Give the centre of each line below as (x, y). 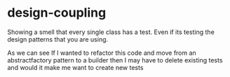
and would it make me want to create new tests (75, 67)
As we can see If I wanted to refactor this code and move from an (102, 53)
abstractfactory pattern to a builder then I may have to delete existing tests (115, 60)
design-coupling (57, 13)
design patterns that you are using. (58, 39)
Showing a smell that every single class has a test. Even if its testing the (111, 32)
